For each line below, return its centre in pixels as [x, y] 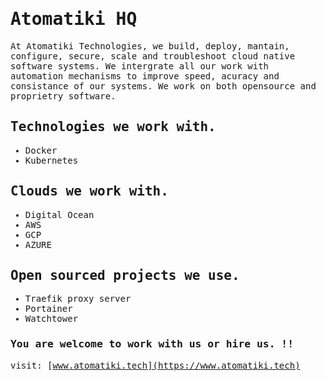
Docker [41, 150]
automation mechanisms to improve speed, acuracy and [145, 76]
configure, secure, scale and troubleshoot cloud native [153, 56]
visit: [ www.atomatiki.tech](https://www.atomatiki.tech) [155, 365]
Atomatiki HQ [74, 19]
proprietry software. [63, 96]
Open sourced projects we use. [125, 275]
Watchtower [51, 319]
